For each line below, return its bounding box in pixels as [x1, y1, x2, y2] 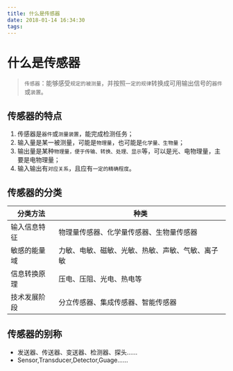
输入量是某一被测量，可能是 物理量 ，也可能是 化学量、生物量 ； [17, 138, 185, 147]
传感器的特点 [7, 110, 62, 122]
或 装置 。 [24, 88, 47, 96]
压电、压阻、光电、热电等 [58, 274, 142, 284]
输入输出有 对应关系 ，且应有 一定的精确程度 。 [17, 164, 135, 173]
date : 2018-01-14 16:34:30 [7, 17, 85, 24]
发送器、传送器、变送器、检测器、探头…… [17, 347, 137, 356]
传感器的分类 [7, 186, 62, 198]
